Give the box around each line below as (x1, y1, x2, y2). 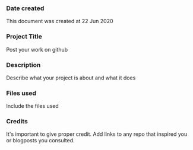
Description (6, 60, 41, 69)
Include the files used (6, 103, 59, 110)
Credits (6, 117, 28, 126)
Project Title (6, 33, 43, 41)
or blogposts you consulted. (6, 137, 75, 144)
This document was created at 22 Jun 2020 (6, 18, 114, 25)
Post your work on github (6, 46, 68, 53)
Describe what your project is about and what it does (6, 74, 136, 81)
